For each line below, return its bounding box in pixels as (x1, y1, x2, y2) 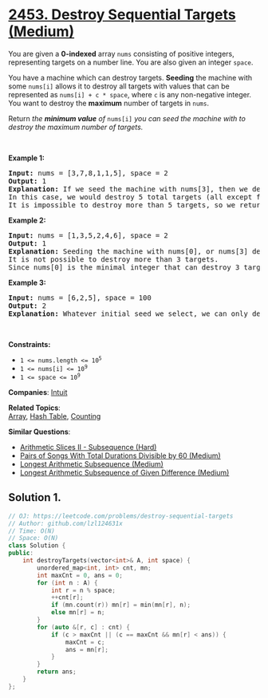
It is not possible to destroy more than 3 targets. (8, 254, 219, 264)
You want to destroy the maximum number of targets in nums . (8, 98, 210, 108)
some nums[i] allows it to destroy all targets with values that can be (8, 81, 230, 91)
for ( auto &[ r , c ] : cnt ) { (37, 623, 130, 631)
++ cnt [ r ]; (50, 593, 84, 601)
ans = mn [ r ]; (65, 645, 109, 653)
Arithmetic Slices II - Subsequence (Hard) (19, 442, 157, 452)
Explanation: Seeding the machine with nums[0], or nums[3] (8, 246, 249, 256)
